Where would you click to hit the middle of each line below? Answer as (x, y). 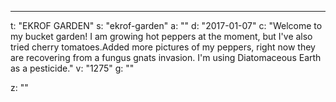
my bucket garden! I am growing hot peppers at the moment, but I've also (161, 36)
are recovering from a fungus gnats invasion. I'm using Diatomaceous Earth (166, 57)
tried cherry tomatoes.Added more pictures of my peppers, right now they (163, 47)
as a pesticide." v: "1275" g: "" (72, 68)
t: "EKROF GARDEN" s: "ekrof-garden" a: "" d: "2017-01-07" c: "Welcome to (166, 25)
